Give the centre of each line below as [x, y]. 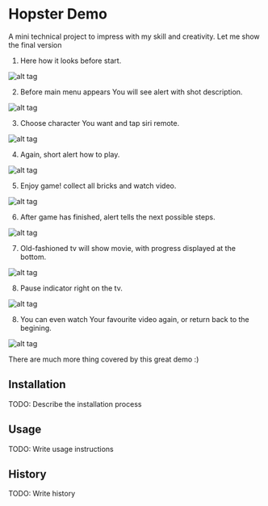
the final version [35, 44]
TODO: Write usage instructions [61, 449]
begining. [36, 328]
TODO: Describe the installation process [75, 404]
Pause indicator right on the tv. [71, 288]
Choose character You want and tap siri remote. [100, 123]
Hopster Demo [58, 14]
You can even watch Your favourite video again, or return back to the [135, 319]
